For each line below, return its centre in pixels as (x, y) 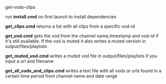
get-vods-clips (20, 7)
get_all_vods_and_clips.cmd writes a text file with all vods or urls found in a (83, 71)
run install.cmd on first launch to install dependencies (61, 17)
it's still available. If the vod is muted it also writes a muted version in (76, 41)
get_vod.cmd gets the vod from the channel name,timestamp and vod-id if (82, 36)
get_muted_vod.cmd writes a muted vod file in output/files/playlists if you (81, 56)
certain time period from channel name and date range (61, 76)
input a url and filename (29, 61)
